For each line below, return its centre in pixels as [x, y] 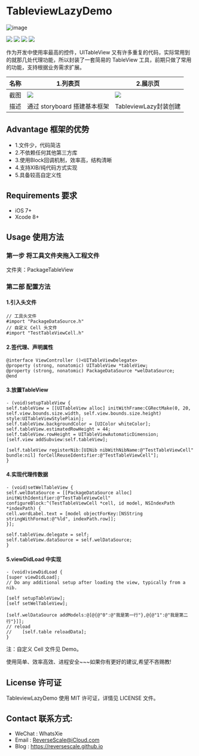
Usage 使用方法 [35, 237]
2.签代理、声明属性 [30, 347]
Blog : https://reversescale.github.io [59, 746]
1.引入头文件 [22, 302]
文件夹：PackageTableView [40, 270]
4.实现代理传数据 [27, 475]
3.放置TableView [27, 390]
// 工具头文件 [22, 316]
